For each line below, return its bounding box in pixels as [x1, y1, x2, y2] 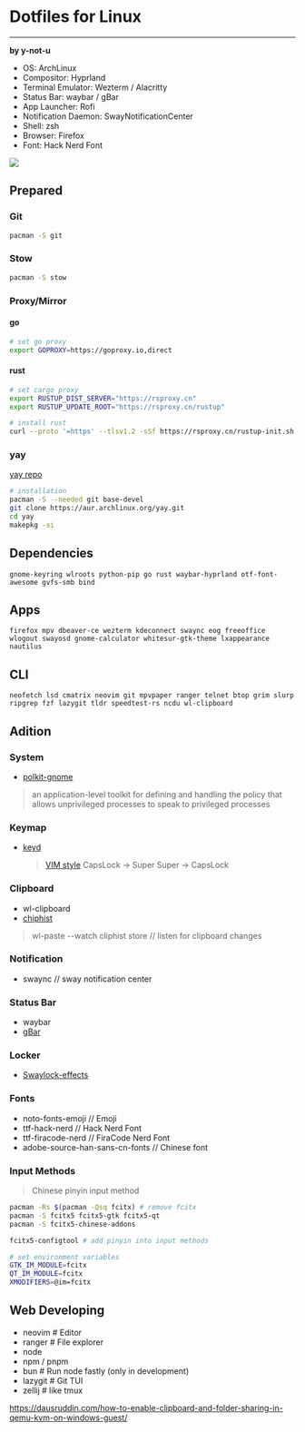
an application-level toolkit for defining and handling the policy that [31, 788, 283, 800]
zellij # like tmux [22, 1385, 84, 1396]
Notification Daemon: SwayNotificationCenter [22, 111, 193, 122]
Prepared [9, 183, 64, 199]
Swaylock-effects [22, 1070, 89, 1081]
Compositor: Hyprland [22, 72, 106, 83]
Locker [9, 1049, 41, 1062]
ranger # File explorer [22, 1337, 104, 1348]
